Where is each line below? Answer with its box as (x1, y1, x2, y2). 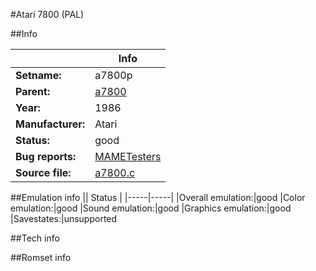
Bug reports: (15, 150, 77, 163)
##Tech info (10, 232, 60, 244)
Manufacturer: (15, 117, 86, 131)
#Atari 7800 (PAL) (10, 9, 85, 20)
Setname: (15, 69, 62, 82)
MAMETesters (94, 150, 162, 163)
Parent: (15, 85, 51, 98)
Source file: (15, 166, 72, 179)
